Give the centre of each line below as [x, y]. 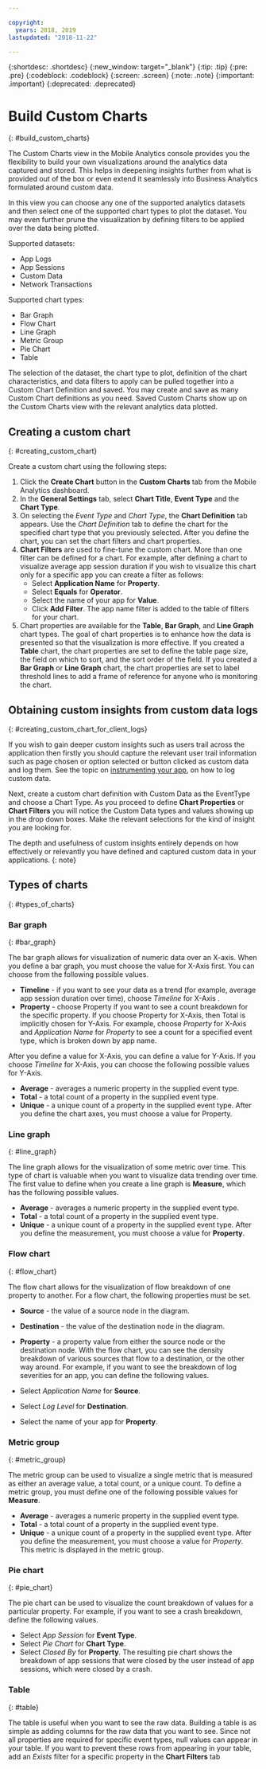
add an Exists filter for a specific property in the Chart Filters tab [114, 1756]
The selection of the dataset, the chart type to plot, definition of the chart [128, 373]
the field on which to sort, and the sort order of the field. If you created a [139, 660]
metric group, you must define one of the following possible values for [123, 1492]
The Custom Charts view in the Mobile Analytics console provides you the [129, 154]
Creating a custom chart [69, 432]
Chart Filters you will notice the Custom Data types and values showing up [131, 810]
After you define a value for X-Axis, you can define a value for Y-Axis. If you [132, 1056]
